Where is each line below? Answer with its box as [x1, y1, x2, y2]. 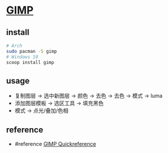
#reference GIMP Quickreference [14, 141, 96, 148]
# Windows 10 [6, 54, 39, 60]
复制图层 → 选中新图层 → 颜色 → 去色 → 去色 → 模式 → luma [14, 93, 163, 100]
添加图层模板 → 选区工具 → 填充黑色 [14, 100, 104, 107]
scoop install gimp [6, 59, 55, 65]
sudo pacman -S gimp [6, 48, 58, 54]
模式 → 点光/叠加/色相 [14, 107, 69, 114]
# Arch [6, 43, 23, 49]
